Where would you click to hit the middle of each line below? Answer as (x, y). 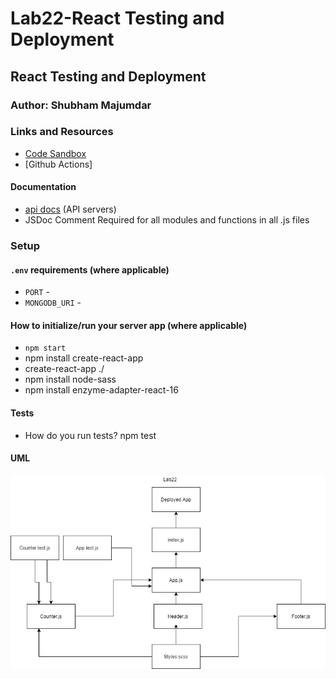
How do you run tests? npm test (90, 435)
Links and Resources (62, 132)
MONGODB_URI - (53, 303)
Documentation (43, 187)
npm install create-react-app (84, 358)
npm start (45, 348)
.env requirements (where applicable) (90, 269)
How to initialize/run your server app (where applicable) (129, 325)
